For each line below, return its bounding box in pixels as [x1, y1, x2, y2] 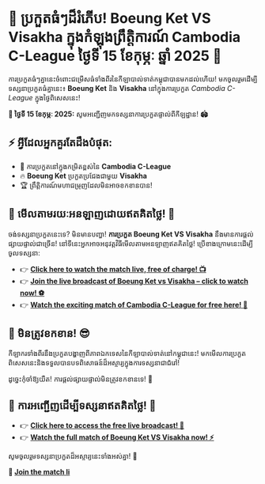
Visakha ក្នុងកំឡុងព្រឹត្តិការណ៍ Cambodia [8, 28, 241, 47]
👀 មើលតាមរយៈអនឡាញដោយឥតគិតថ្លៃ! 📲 [8, 207, 176, 221]
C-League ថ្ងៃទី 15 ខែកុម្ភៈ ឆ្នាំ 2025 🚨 [8, 47, 222, 65]
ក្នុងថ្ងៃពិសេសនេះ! [34, 93, 81, 102]
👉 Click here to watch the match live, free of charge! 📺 [19, 264, 207, 274]
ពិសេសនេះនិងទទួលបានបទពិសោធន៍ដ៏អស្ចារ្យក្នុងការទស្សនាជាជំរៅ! [8, 358, 180, 368]
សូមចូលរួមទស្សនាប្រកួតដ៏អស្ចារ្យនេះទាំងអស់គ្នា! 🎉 [8, 452, 138, 461]
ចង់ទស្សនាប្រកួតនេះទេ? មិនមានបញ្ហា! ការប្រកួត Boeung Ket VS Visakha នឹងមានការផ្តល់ [8, 229, 254, 239]
